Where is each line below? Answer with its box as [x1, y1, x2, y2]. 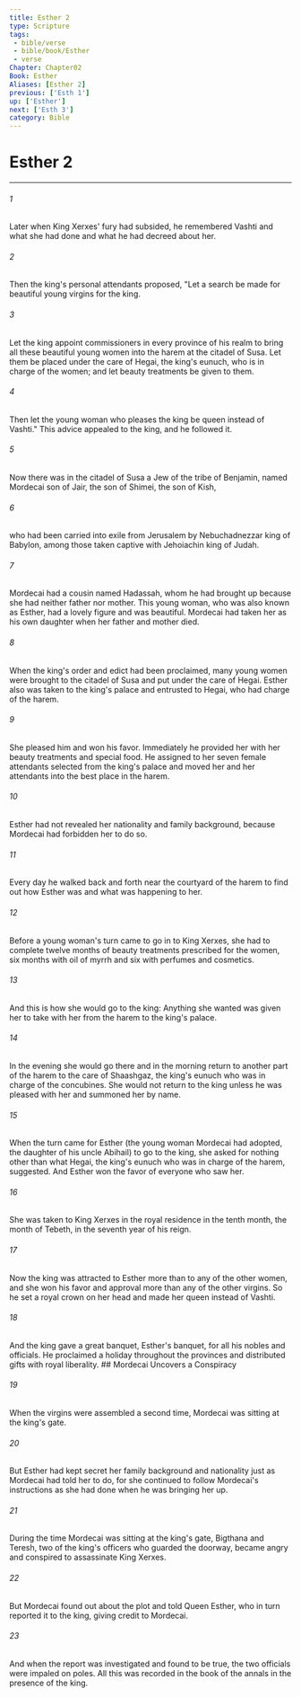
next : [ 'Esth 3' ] [9, 105, 74, 114]
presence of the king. [9, 1677, 89, 1688]
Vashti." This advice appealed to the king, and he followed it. [9, 423, 233, 434]
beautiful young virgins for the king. [9, 288, 142, 299]
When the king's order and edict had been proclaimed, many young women [9, 665, 288, 676]
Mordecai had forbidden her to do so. [9, 828, 148, 840]
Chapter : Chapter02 [9, 64, 82, 73]
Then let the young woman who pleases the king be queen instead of [9, 414, 265, 425]
